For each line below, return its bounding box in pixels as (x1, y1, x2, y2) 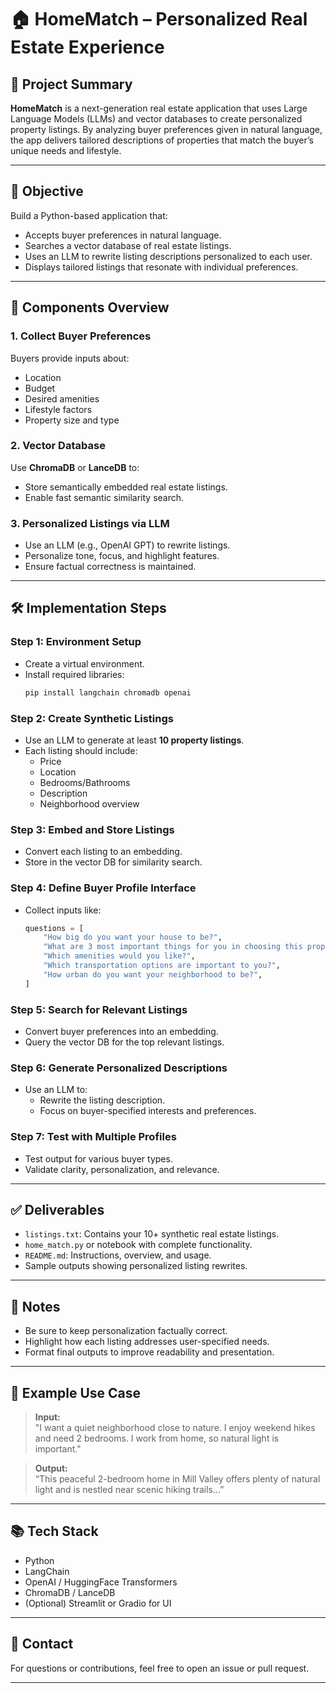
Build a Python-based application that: (10, 209, 168, 221)
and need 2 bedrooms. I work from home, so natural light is (34, 1432, 280, 1444)
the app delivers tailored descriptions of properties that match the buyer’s (10, 134, 314, 146)
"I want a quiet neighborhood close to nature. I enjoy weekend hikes (34, 1422, 316, 1433)
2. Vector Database (10, 439, 106, 453)
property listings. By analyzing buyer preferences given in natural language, (10, 124, 323, 135)
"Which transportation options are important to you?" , (43, 961, 281, 971)
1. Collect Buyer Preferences (10, 329, 152, 343)
